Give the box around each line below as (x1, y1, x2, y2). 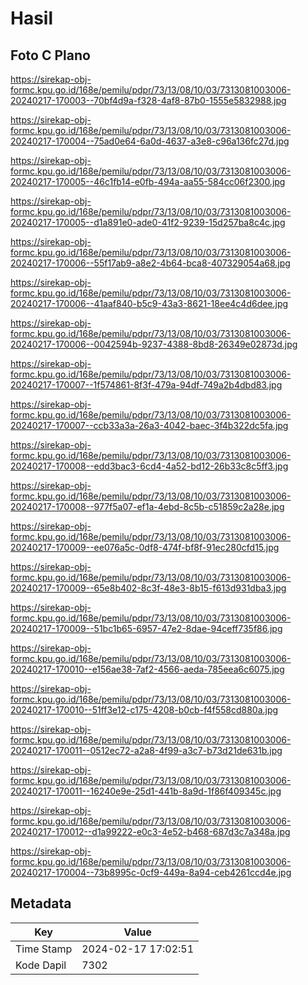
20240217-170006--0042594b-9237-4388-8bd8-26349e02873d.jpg (10, 338, 298, 350)
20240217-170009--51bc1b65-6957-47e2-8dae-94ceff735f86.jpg (10, 623, 283, 634)
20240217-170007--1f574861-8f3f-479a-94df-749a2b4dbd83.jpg (10, 379, 283, 391)
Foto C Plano (10, 47, 91, 64)
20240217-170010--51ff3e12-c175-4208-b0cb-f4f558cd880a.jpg (10, 704, 279, 716)
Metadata (10, 895, 72, 912)
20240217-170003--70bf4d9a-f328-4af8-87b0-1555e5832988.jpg (10, 95, 287, 106)
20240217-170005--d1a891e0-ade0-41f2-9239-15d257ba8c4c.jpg (10, 217, 286, 228)
